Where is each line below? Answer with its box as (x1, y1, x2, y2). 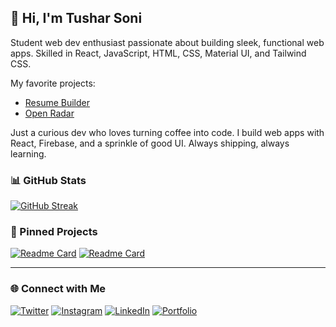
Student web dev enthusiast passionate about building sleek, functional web (10, 36, 325, 48)
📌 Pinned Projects (10, 225, 98, 239)
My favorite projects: (10, 77, 96, 89)
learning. (10, 147, 47, 160)
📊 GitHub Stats (10, 173, 87, 187)
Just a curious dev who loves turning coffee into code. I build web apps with (10, 126, 325, 138)
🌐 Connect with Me (10, 282, 107, 296)
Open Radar (24, 107, 75, 119)
